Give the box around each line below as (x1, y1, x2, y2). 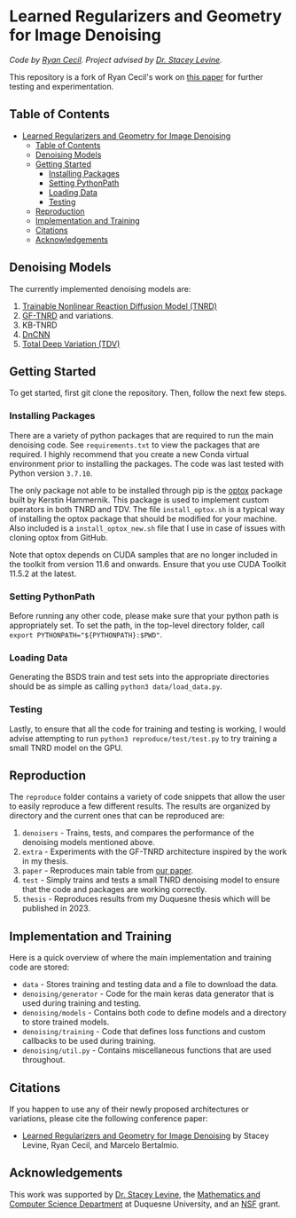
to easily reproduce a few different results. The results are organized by (9, 801, 271, 811)
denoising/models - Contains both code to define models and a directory (21, 1008, 287, 1018)
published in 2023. (21, 903, 91, 913)
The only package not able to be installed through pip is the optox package (9, 485, 284, 495)
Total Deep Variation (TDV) (21, 338, 121, 349)
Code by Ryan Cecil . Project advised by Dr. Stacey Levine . (9, 54, 223, 65)
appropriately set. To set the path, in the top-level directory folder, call (9, 620, 265, 630)
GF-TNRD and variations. (21, 310, 113, 320)
